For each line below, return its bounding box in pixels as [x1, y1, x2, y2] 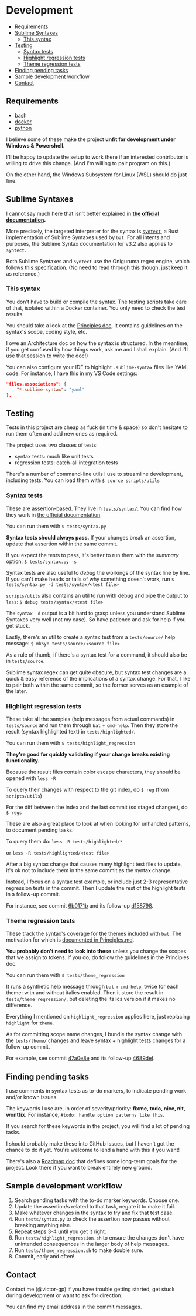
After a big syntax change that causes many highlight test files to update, [6, 860, 183, 868]
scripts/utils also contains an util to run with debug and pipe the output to [6, 592, 188, 599]
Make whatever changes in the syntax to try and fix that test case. [14, 1209, 174, 1216]
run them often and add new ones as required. [6, 430, 118, 437]
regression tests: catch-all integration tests [14, 459, 118, 466]
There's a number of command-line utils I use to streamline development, [6, 471, 183, 478]
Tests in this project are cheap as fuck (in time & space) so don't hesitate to [6, 424, 188, 431]
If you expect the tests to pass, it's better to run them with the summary [6, 551, 179, 558]
